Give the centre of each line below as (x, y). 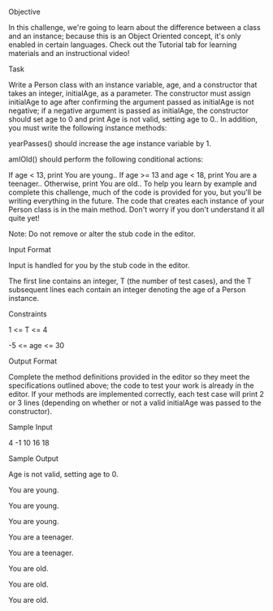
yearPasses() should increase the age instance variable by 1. (110, 144)
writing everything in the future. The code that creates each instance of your (136, 201)
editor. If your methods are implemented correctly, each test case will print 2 (136, 394)
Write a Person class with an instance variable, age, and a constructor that (133, 85)
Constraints (28, 314)
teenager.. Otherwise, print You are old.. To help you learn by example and (133, 183)
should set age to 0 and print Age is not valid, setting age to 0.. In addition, (133, 119)
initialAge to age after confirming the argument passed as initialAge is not (131, 102)
